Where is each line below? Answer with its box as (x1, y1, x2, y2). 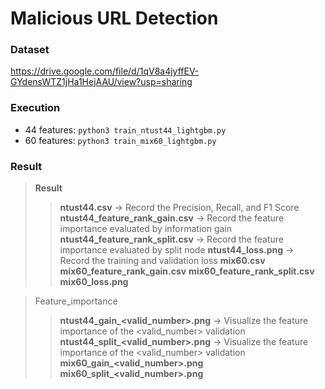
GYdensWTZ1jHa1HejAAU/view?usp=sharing (10, 76, 193, 88)
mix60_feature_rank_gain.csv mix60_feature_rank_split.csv (59, 265, 315, 277)
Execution (10, 101, 61, 115)
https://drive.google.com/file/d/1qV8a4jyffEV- (10, 65, 200, 77)
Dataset (10, 43, 50, 57)
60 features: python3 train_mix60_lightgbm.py (24, 134, 217, 146)
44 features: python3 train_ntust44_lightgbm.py (24, 123, 227, 136)
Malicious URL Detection (10, 7, 219, 30)
